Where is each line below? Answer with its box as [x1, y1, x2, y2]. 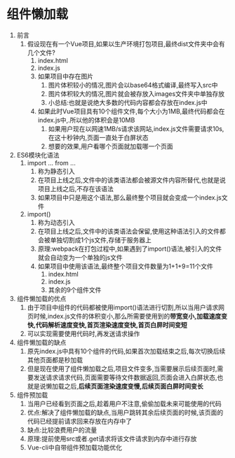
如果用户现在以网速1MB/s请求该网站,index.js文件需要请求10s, [48, 124, 224, 133]
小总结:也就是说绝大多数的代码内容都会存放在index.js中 [48, 98, 208, 106]
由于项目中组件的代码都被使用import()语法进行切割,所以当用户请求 [27, 303, 219, 312]
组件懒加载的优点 [16, 294, 67, 303]
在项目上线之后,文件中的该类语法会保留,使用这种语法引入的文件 [37, 227, 220, 235]
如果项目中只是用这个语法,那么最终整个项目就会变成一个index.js [37, 193, 222, 202]
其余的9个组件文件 [48, 285, 102, 294]
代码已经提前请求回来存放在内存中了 [27, 417, 133, 425]
